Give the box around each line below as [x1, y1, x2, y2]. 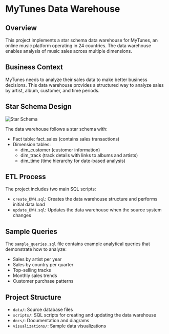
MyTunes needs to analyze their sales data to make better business [5, 76, 147, 83]
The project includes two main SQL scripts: [5, 186, 96, 192]
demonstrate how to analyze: [5, 246, 67, 252]
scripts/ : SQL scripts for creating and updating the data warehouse [12, 312, 157, 318]
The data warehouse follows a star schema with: [5, 126, 108, 132]
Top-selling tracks [12, 267, 51, 273]
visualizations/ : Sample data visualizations [12, 323, 107, 329]
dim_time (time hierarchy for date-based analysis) [20, 158, 125, 164]
